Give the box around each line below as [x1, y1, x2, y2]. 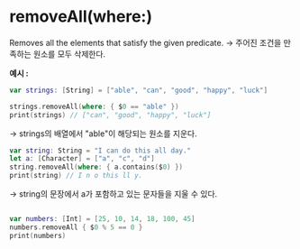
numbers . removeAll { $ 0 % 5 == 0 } [9, 223, 143, 232]
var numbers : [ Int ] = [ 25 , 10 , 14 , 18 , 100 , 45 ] [9, 215, 195, 224]
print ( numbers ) [9, 231, 67, 240]
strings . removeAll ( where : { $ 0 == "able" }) [9, 102, 179, 111]
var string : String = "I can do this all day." [9, 146, 192, 155]
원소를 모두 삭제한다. [32, 48, 106, 60]
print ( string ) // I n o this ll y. [9, 171, 143, 180]
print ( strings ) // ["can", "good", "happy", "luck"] [9, 110, 212, 119]
